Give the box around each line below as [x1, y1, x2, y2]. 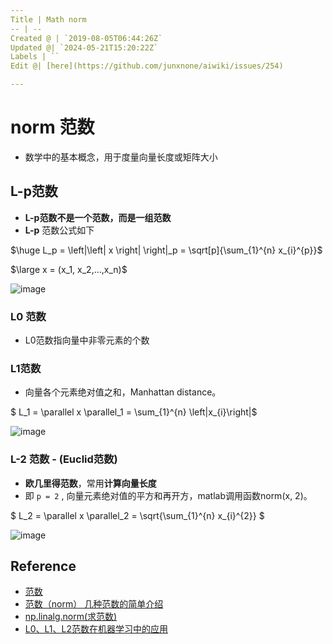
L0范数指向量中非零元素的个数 [24, 334, 150, 346]
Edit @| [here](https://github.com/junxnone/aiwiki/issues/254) [10, 61, 284, 71]
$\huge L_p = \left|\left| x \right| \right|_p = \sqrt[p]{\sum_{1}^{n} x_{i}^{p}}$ [10, 244, 323, 256]
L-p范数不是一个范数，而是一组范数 [24, 211, 172, 223]
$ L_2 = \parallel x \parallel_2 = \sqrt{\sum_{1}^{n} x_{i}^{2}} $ [10, 509, 265, 521]
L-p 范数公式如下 [24, 224, 95, 236]
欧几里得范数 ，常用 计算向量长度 [24, 477, 157, 489]
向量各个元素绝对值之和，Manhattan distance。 [24, 386, 222, 398]
